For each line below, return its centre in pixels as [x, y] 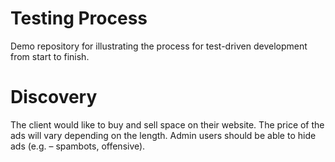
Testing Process [79, 18]
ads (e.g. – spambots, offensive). [78, 146]
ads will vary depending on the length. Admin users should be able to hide [163, 135]
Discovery [54, 97]
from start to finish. [50, 56]
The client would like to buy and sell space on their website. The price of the [167, 124]
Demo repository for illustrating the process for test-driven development [159, 46]
